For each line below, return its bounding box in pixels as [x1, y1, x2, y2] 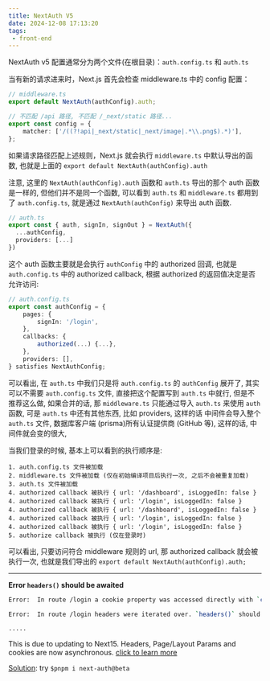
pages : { [22, 310, 52, 318]
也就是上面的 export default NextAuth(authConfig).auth [18, 160, 208, 170]
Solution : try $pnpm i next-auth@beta [8, 663, 130, 673]
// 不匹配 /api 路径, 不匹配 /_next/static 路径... [8, 113, 173, 121]
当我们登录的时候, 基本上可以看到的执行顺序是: [8, 445, 163, 455]
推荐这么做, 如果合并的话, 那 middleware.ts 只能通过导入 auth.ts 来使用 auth [8, 398, 261, 408]
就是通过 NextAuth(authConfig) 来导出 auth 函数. [72, 198, 232, 207]
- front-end [11, 34, 52, 43]
